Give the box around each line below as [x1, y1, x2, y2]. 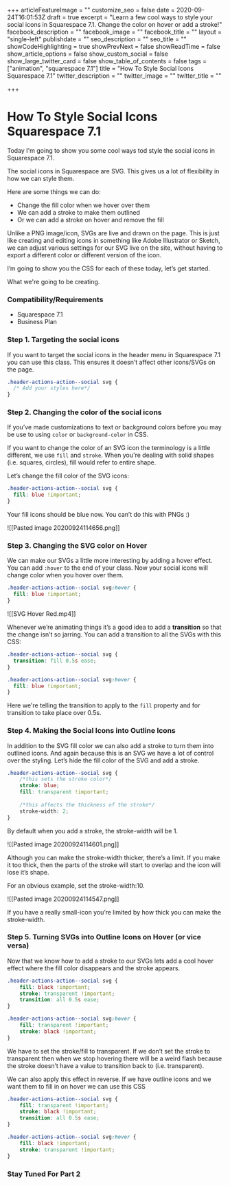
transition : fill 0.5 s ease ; [13, 657, 97, 664]
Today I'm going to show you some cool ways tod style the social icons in [7, 146, 215, 154]
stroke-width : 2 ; [19, 808, 69, 815]
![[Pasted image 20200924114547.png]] [7, 895, 119, 903]
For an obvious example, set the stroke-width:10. [7, 881, 146, 890]
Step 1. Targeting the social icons [7, 335, 120, 345]
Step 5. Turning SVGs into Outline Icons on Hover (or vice [7, 932, 201, 942]
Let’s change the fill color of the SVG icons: [7, 471, 129, 480]
